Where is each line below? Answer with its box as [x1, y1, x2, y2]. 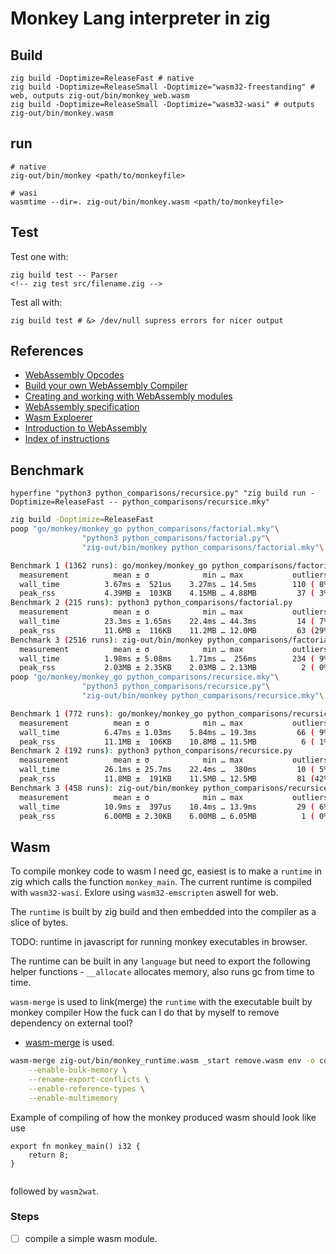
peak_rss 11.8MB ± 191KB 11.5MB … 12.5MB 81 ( [19, 774, 315, 784]
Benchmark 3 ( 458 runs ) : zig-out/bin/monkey [10, 783, 199, 793]
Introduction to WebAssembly [24, 422, 148, 434]
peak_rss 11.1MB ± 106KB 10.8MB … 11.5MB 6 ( [19, 737, 315, 747]
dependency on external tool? [10, 1017, 133, 1029]
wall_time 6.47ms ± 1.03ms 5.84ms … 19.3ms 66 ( [19, 727, 315, 737]
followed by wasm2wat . [10, 1185, 100, 1197]
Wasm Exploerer [24, 412, 93, 424]
